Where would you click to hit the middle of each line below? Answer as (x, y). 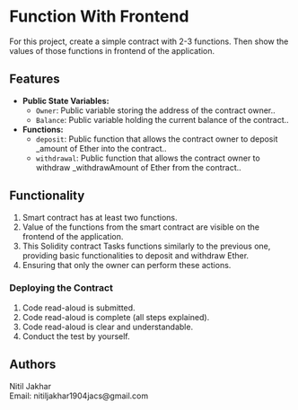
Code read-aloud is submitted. (79, 308)
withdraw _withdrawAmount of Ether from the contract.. (139, 167)
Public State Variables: (66, 100)
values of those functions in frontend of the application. (112, 50)
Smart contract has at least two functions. (100, 217)
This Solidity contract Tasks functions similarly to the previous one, (146, 246)
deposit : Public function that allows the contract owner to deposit (157, 139)
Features (35, 79)
